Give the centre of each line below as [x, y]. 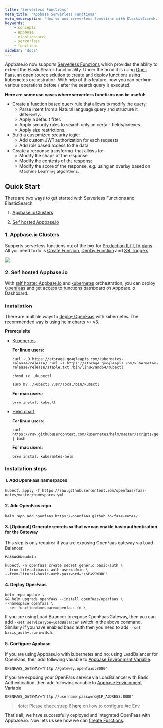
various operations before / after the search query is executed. [68, 85]
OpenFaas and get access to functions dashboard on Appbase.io [70, 288]
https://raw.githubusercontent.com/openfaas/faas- [94, 491]
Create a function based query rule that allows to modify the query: [80, 104]
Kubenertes [24, 341]
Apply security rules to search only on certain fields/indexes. [80, 124]
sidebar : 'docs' [21, 50]
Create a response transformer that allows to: [58, 150]
